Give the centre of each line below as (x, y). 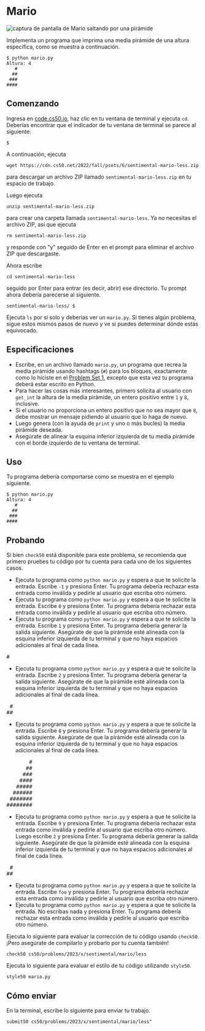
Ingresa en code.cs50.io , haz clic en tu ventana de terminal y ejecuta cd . (98, 119)
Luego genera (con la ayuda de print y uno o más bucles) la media (100, 423)
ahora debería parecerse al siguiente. (54, 294)
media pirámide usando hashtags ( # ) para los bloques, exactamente (101, 371)
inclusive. (27, 403)
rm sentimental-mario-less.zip (46, 235)
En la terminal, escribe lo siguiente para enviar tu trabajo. (78, 1010)
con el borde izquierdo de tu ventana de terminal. (77, 443)
